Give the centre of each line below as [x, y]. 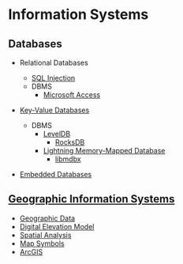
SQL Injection [53, 78]
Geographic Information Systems [91, 199]
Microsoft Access [72, 95]
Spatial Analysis [45, 235]
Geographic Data [47, 218]
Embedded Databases [56, 174]
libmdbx [68, 159]
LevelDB [57, 134]
